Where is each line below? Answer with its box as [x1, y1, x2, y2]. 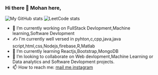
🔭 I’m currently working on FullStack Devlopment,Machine [12, 25, 131, 31]
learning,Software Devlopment [12, 31, 75, 37]
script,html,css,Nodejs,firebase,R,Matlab [12, 43, 95, 49]
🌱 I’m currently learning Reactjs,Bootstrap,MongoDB [12, 48, 118, 54]
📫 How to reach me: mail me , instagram [12, 64, 93, 71]
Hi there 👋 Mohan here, [5, 4, 62, 11]
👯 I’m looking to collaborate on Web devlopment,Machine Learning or [12, 54, 154, 60]
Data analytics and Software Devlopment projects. [12, 59, 115, 65]
